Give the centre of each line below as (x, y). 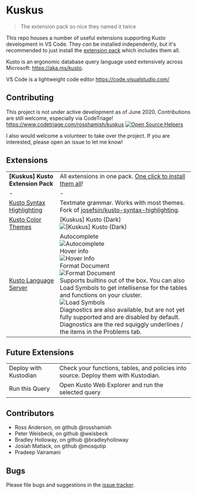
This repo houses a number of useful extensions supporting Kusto (86, 38)
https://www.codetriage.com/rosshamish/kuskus (65, 124)
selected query (80, 393)
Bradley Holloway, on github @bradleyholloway (72, 440)
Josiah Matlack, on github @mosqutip (60, 446)
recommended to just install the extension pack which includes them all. (93, 50)
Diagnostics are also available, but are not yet (122, 310)
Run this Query (30, 389)
